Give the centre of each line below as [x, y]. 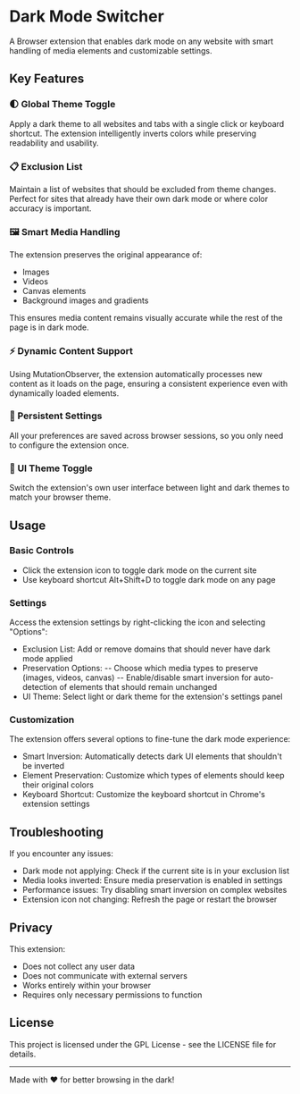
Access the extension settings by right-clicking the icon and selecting [137, 622]
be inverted [43, 766]
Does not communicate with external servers [104, 976]
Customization [42, 720]
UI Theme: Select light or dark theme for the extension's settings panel [152, 697]
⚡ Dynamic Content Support [71, 351]
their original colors [58, 785]
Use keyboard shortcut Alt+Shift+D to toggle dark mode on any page [149, 579]
